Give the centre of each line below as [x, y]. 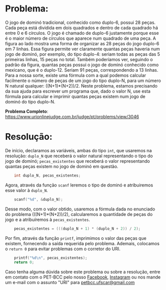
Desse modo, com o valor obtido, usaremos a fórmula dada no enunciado [80, 209]
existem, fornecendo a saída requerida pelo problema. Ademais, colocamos [82, 243]
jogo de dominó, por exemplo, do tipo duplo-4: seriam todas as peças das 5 [83, 54]
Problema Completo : [27, 111]
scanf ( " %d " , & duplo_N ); [39, 199]
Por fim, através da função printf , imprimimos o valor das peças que [76, 238]
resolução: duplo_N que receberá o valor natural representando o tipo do [79, 156]
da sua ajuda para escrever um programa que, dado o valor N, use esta [78, 91]
